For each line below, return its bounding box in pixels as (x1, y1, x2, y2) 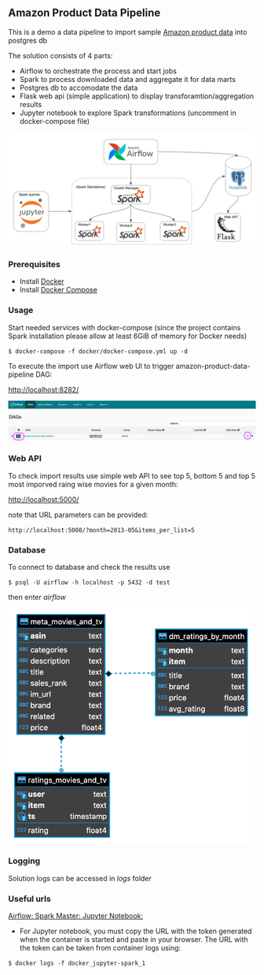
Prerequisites (8, 259, 60, 270)
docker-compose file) (19, 116, 90, 125)
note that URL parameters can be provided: (8, 510, 148, 519)
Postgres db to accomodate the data (19, 83, 138, 92)
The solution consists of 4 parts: (8, 50, 113, 60)
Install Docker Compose (19, 285, 98, 295)
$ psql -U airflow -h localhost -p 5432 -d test (8, 579, 170, 586)
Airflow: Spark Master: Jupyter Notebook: (8, 911, 144, 921)
